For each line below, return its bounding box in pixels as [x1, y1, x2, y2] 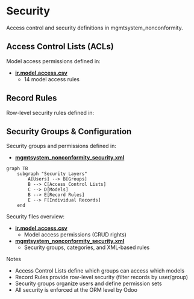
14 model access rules [23, 75, 80, 82]
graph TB [6, 165, 28, 172]
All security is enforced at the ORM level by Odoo [14, 286, 137, 294]
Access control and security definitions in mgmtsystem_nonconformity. [6, 24, 183, 31]
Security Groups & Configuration [6, 126, 132, 137]
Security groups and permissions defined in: [6, 143, 116, 150]
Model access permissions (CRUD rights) [23, 231, 127, 238]
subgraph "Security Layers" [17, 171, 87, 177]
